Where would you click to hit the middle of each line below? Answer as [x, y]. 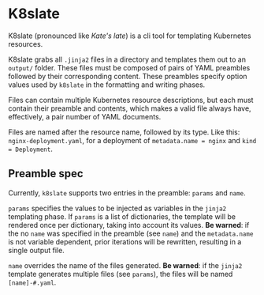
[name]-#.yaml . [32, 282]
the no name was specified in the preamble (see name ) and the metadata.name [131, 233]
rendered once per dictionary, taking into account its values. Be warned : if [129, 225]
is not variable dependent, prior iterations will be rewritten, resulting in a [125, 241]
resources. [26, 43]
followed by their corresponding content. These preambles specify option [128, 76]
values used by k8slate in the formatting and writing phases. [107, 85]
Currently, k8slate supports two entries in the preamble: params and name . [127, 193]
